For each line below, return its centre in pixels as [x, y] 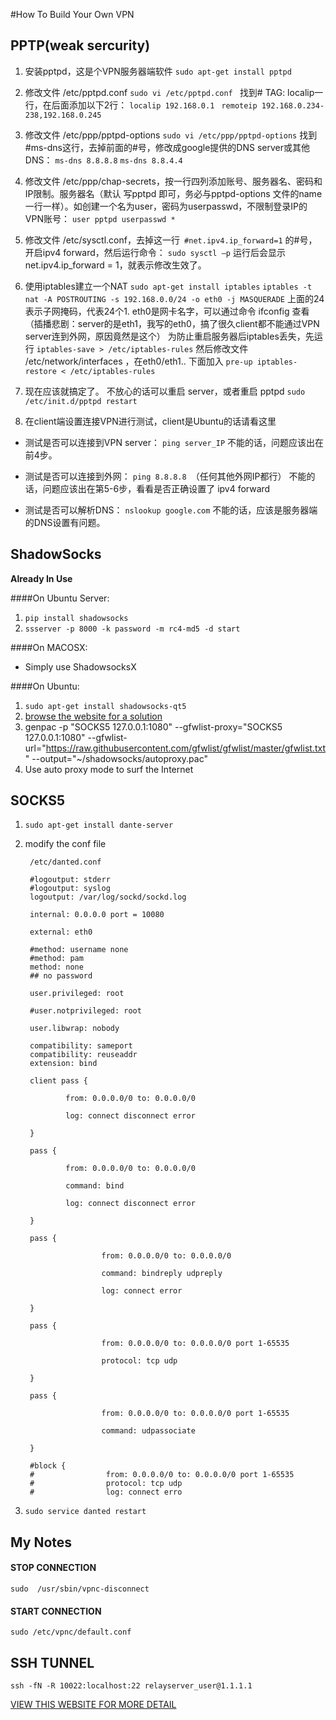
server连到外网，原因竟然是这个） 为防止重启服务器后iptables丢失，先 [169, 336]
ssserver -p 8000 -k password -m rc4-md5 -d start [132, 629]
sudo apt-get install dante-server [99, 825]
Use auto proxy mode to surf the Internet [109, 769]
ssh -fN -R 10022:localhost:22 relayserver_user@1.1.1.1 [131, 1686]
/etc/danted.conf [65, 862]
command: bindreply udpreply [162, 1274]
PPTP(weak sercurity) [80, 45]
